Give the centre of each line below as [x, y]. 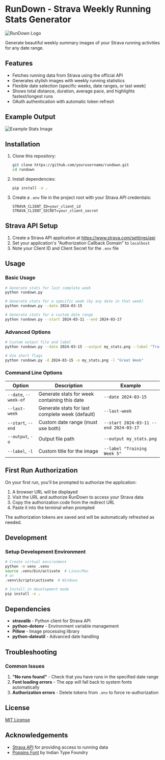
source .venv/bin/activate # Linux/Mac [47, 571]
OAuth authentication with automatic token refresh [63, 101]
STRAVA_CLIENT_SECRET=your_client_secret [55, 211]
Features [19, 63]
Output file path [56, 439]
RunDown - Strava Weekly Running [78, 9]
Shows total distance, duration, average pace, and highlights [73, 91]
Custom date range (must [68, 422]
